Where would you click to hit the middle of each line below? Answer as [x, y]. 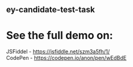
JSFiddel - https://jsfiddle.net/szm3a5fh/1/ [58, 52]
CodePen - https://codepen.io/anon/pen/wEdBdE [66, 58]
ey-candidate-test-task [50, 10]
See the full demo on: [60, 35]
